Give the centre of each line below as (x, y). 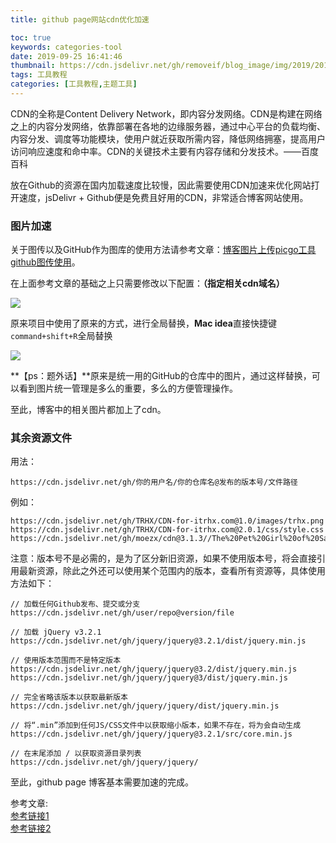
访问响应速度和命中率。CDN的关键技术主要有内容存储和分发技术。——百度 (164, 151)
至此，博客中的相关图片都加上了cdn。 (88, 410)
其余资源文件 (41, 438)
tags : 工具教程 (39, 75)
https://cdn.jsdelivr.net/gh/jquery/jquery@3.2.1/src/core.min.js (151, 734)
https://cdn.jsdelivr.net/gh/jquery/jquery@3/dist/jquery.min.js (149, 678)
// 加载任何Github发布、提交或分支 (75, 604)
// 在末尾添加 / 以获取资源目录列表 (76, 754)
